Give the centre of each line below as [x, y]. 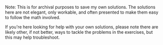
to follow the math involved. [33, 17]
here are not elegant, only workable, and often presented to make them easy [82, 12]
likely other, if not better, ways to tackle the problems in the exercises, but [79, 32]
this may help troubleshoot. [32, 37]
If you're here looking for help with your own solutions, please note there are [82, 27]
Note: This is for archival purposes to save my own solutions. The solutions [80, 7]
